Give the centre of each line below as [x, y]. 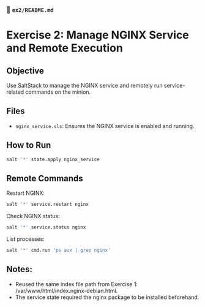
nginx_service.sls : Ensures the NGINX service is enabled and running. [105, 126]
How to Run [29, 146]
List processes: [25, 239]
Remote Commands [45, 178]
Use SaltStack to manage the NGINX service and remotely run [85, 85]
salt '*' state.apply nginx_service [53, 159]
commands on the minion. [58, 92]
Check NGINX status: [33, 216]
